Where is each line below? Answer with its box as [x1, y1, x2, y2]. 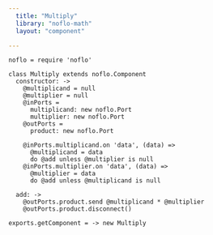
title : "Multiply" [15, 11, 79, 20]
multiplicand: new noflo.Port [29, 106, 132, 114]
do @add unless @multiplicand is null [29, 177, 161, 185]
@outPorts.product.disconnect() [23, 205, 132, 213]
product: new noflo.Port [29, 127, 114, 135]
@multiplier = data [29, 169, 96, 178]
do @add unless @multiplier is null [29, 156, 154, 164]
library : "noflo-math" [15, 19, 92, 28]
